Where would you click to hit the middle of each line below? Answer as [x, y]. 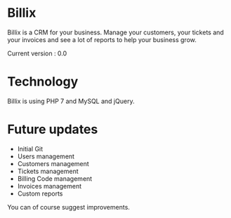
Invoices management [49, 186]
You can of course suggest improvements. [68, 207]
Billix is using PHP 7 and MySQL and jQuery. [71, 101]
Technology [43, 82]
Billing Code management [55, 178]
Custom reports [40, 193]
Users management [46, 156]
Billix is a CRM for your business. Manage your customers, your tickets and [116, 32]
